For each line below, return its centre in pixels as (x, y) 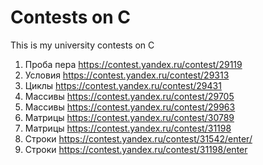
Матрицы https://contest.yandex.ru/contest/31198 (128, 128)
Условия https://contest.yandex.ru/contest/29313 (127, 75)
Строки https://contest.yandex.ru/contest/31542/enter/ (138, 138)
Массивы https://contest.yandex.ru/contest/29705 (129, 96)
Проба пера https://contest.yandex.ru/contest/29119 (133, 64)
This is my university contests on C (82, 45)
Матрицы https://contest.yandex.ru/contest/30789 (129, 117)
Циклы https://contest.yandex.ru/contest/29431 (123, 85)
